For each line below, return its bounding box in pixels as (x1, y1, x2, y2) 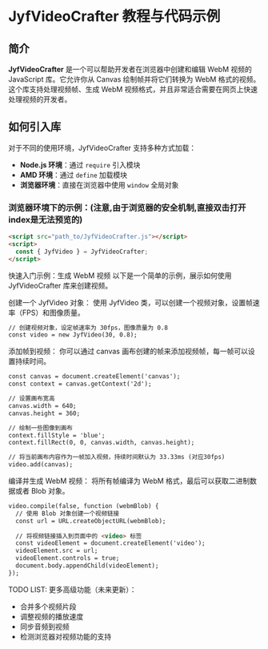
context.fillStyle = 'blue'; (8, 431, 106, 439)
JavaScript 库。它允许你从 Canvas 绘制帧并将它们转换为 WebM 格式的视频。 (8, 75, 261, 84)
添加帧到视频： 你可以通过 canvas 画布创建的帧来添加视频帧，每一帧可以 (8, 346, 248, 357)
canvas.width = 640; (8, 401, 78, 409)
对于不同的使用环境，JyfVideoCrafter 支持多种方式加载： (8, 143, 197, 152)
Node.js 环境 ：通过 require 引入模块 (19, 159, 141, 169)
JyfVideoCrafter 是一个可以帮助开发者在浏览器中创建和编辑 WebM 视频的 (8, 65, 252, 74)
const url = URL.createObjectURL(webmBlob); (15, 517, 166, 525)
